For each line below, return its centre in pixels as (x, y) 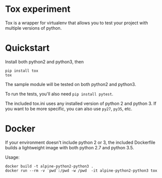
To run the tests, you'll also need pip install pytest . (59, 94)
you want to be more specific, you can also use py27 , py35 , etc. (69, 109)
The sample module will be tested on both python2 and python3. (71, 84)
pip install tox (22, 71)
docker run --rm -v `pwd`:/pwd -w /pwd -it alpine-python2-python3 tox (81, 171)
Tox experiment (38, 9)
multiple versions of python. (33, 28)
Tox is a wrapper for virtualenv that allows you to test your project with (77, 23)
